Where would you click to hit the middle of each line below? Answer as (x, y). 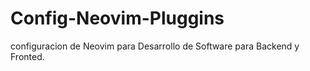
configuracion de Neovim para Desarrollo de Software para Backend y (155, 46)
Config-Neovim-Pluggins (117, 18)
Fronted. (27, 56)
